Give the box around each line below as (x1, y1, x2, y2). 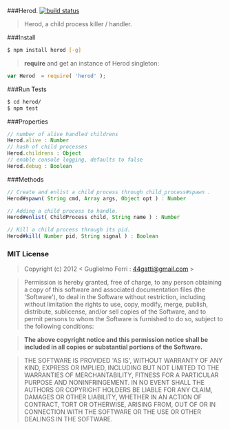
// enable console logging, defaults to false (7, 156, 143, 163)
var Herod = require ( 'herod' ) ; (7, 73, 107, 79)
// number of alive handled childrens (7, 131, 118, 137)
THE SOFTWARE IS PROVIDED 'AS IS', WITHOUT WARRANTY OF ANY (23, 356, 223, 365)
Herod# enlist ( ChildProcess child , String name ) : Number (7, 214, 180, 221)
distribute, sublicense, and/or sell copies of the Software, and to (23, 307, 207, 316)
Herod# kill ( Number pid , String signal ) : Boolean (7, 233, 158, 240)
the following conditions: (23, 322, 94, 331)
